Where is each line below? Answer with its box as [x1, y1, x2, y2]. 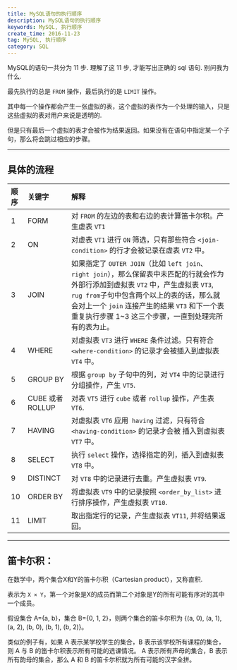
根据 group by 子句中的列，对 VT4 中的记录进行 [71, 370, 225, 379]
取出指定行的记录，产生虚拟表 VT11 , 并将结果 [71, 511, 219, 520]
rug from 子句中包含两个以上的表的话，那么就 [71, 290, 221, 300]
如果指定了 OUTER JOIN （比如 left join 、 [71, 258, 208, 268]
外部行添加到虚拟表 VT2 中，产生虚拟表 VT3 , [71, 279, 214, 289]
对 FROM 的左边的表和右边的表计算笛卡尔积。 [71, 211, 217, 221]
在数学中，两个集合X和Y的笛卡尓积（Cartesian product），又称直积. [7, 575, 203, 583]
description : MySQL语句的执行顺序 [7, 17, 102, 24]
